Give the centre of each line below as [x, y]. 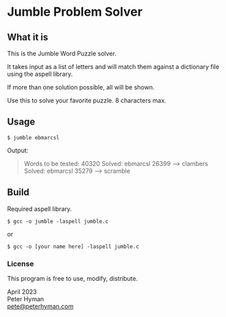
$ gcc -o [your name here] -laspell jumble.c [73, 247]
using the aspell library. [40, 74]
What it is [28, 37]
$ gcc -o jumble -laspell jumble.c [58, 221]
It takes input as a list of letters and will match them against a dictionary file [113, 67]
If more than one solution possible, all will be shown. [81, 87]
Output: [18, 150]
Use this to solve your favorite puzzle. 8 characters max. [87, 100]
